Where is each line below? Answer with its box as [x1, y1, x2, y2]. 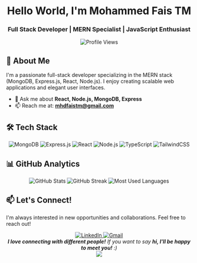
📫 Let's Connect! [6, 195, 72, 205]
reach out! [6, 220, 31, 227]
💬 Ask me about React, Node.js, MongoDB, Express [14, 96, 142, 103]
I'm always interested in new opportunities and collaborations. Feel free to [6, 214, 186, 221]
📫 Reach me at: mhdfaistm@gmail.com [14, 102, 114, 109]
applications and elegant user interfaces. [6, 84, 106, 91]
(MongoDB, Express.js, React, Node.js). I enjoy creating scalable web [6, 78, 175, 85]
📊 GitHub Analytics [6, 158, 80, 169]
